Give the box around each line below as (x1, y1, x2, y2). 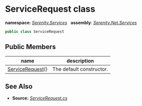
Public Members (5, 43, 56, 51)
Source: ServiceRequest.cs (12, 95, 67, 101)
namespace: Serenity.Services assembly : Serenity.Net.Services (5, 20, 137, 26)
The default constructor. (52, 65, 108, 72)
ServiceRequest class (5, 3, 96, 15)
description (66, 57, 94, 64)
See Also (5, 82, 33, 91)
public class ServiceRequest (5, 29, 64, 34)
